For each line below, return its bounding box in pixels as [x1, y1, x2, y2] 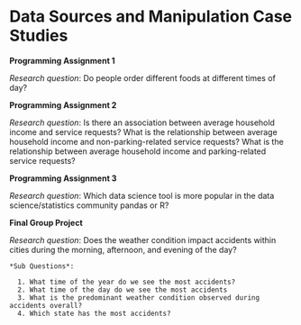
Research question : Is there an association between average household [9, 117, 275, 128]
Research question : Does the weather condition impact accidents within [9, 234, 277, 245]
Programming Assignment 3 [9, 173, 117, 184]
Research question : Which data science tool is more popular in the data [9, 190, 275, 201]
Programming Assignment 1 [9, 55, 115, 66]
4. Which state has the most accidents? [17, 309, 171, 318]
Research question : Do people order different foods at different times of [9, 72, 277, 83]
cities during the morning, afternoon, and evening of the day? [9, 244, 237, 255]
